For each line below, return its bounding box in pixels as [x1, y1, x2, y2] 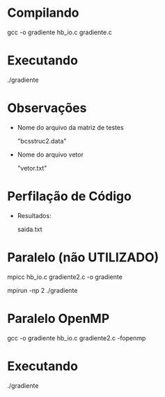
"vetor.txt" [17, 164, 47, 172]
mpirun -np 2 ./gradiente [7, 286, 78, 294]
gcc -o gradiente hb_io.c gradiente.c [7, 28, 113, 36]
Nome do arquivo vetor [17, 150, 84, 159]
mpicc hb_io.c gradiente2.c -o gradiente [7, 273, 123, 281]
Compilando [7, 5, 79, 21]
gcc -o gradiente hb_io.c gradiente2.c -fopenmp [7, 333, 146, 342]
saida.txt [17, 225, 42, 233]
